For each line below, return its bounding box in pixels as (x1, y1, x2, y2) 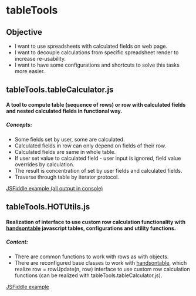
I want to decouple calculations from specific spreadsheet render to (14, 49, 179, 56)
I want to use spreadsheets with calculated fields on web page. (14, 42, 168, 50)
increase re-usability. (14, 55, 66, 62)
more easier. (14, 68, 45, 74)
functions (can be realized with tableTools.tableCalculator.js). (14, 272, 163, 279)
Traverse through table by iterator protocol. (14, 173, 119, 180)
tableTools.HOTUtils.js (6, 202, 90, 212)
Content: (6, 238, 28, 245)
